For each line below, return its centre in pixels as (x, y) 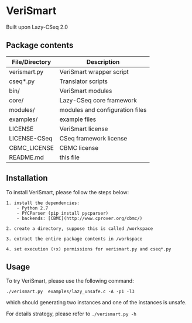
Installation (27, 178)
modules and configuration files (103, 109)
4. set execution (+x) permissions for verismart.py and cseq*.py (89, 249)
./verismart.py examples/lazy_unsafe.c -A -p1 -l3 (70, 292)
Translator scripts (84, 81)
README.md (26, 157)
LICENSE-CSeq (31, 138)
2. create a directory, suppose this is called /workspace (80, 228)
